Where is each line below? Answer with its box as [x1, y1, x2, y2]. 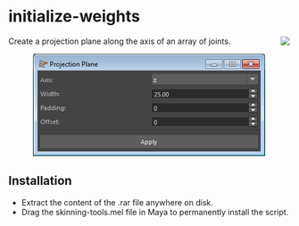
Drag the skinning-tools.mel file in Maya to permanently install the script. [21, 206, 289, 217]
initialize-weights [8, 6, 140, 27]
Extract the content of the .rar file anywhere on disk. [21, 197, 213, 207]
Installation [8, 173, 72, 188]
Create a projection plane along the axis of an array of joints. [8, 36, 231, 46]
